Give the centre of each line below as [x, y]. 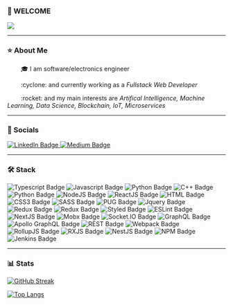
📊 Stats [21, 264]
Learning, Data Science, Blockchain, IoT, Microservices [86, 105]
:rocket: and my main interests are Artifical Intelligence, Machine [113, 98]
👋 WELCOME [29, 11]
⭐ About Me [28, 50]
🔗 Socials [23, 129]
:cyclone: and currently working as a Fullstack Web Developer [109, 84]
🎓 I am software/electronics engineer [75, 68]
